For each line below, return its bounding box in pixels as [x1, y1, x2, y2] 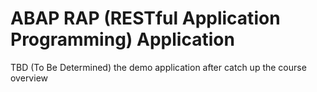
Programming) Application [10, 28, 235, 51]
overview [10, 72, 48, 84]
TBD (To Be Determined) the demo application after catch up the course [10, 61, 307, 73]
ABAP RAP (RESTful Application [10, 7, 281, 30]
